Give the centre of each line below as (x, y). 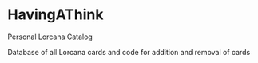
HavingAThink (56, 15)
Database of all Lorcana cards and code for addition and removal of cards (129, 52)
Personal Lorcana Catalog (50, 37)
